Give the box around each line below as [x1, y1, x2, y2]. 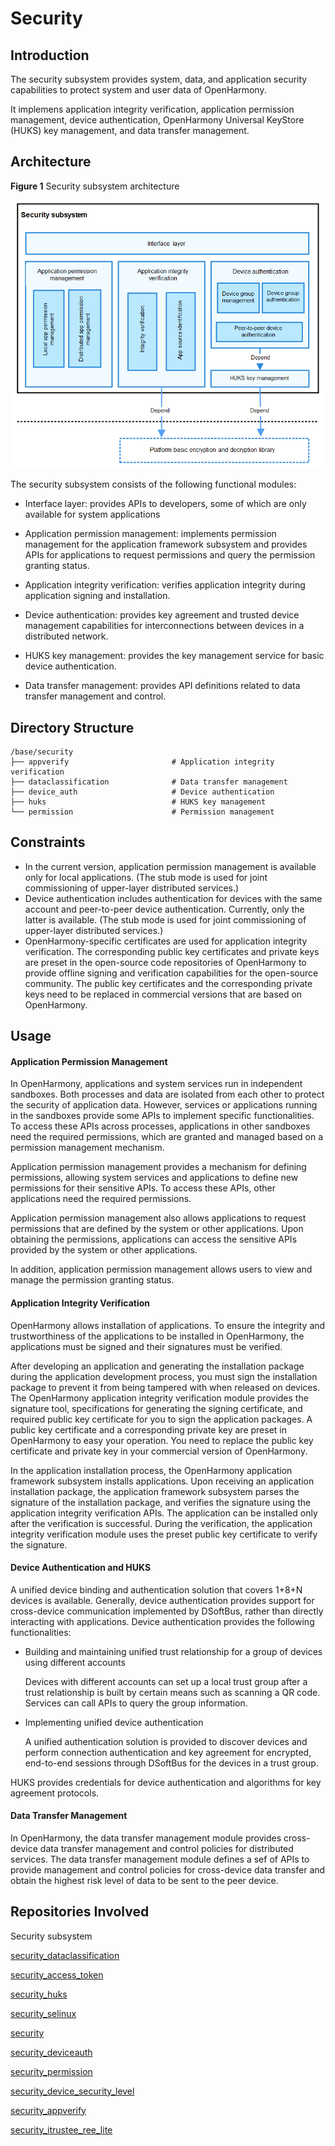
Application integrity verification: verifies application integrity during [24, 579, 306, 591]
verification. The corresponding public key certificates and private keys [24, 945, 320, 957]
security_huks [10, 1988, 68, 2000]
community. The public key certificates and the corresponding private [24, 977, 313, 989]
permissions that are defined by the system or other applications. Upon [10, 1223, 304, 1235]
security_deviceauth [10, 2046, 93, 2058]
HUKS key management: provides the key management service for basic [24, 650, 325, 662]
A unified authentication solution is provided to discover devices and [24, 1735, 308, 1747]
